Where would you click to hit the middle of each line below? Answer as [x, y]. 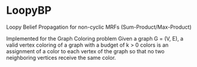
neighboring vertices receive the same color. [61, 57]
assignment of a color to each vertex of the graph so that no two [85, 51]
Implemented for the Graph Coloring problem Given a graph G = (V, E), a [95, 38]
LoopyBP [29, 10]
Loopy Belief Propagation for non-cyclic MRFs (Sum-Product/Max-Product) [99, 27]
